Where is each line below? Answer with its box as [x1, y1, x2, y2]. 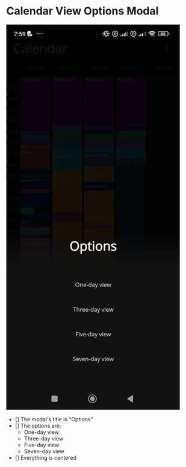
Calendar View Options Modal [6, 4, 159, 18]
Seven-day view [23, 447, 64, 455]
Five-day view [23, 441, 60, 448]
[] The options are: [14, 422, 61, 429]
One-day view [23, 428, 59, 436]
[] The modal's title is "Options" [14, 415, 93, 422]
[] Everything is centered [14, 454, 77, 461]
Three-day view [23, 435, 64, 442]
